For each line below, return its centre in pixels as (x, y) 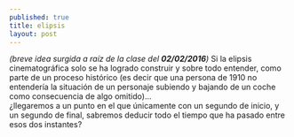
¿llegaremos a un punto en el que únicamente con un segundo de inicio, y (144, 106)
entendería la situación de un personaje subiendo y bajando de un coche (143, 87)
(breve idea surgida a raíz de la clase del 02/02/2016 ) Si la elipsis (131, 59)
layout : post (33, 34)
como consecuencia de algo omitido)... (80, 96)
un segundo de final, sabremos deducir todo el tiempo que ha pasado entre (147, 115)
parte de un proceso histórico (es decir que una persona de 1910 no (133, 78)
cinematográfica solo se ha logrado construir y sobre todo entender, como (145, 68)
